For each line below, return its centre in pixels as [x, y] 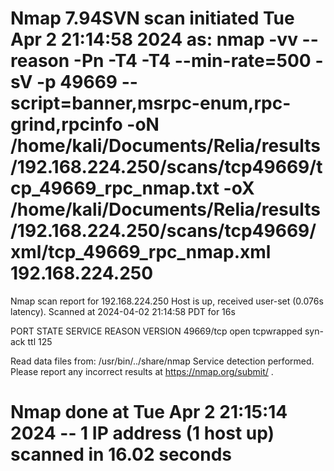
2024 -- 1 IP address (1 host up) [142, 433]
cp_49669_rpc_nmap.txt [115, 188]
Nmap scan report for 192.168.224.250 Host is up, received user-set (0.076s [167, 301]
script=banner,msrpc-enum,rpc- [151, 103]
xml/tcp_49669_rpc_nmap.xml [141, 252]
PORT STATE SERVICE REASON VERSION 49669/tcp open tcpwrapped [156, 331]
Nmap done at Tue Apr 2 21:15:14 [149, 412]
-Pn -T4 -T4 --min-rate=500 [192, 61]
